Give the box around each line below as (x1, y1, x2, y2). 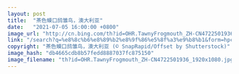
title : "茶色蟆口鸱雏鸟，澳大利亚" (7, 17, 103, 24)
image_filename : (7, 56, 55, 63)
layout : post (7, 10, 46, 18)
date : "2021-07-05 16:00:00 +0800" (7, 23, 119, 30)
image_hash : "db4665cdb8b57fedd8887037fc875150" (7, 50, 154, 57)
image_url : (7, 30, 40, 37)
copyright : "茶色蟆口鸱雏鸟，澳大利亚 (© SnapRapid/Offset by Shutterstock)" (7, 43, 230, 50)
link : (7, 37, 23, 44)
